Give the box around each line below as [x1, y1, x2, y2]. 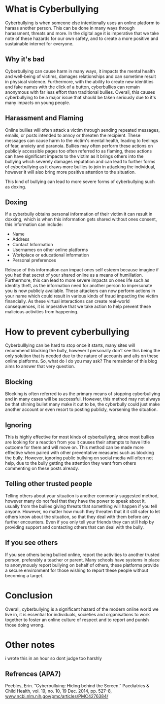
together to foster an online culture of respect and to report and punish [5, 617, 149, 623]
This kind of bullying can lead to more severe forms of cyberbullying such [5, 179, 155, 185]
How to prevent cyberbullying [5, 326, 130, 337]
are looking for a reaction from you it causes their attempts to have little [5, 439, 150, 445]
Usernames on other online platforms [12, 247, 88, 253]
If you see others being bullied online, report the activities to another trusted [5, 552, 160, 557]
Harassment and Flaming [5, 114, 84, 122]
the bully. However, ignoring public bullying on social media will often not [5, 455, 153, 461]
